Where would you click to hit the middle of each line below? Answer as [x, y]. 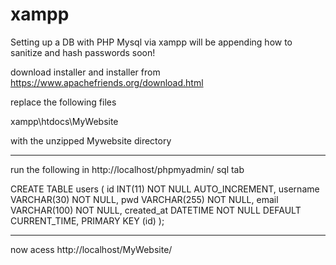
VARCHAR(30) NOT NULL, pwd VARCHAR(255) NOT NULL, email [144, 199]
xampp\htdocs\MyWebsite [64, 121]
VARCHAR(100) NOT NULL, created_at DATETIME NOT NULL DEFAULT [156, 210]
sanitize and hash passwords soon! [83, 52]
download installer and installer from [85, 72]
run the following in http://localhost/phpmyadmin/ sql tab [127, 169]
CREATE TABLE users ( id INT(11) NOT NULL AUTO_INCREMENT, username [165, 189]
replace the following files [63, 102]
